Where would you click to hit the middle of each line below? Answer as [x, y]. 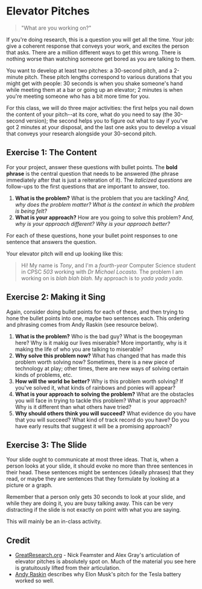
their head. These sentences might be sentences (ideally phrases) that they [100, 472]
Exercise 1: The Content [52, 153]
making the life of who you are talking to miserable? [79, 349]
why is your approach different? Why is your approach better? [93, 224]
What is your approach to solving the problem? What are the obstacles [104, 394]
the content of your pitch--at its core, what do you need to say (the [90, 114]
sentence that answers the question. [52, 242]
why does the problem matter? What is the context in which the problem [105, 204]
